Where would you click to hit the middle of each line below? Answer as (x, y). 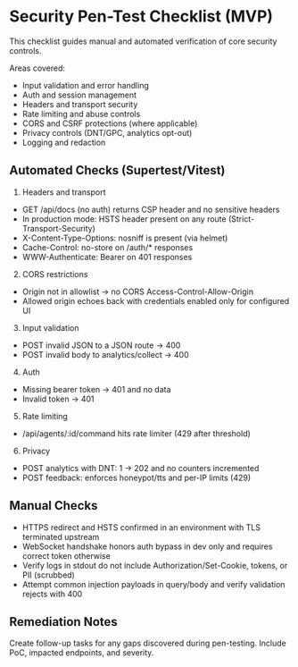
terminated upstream (61, 536)
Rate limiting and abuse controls (81, 114)
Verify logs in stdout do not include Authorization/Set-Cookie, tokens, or (155, 565)
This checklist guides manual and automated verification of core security (143, 41)
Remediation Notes (63, 622)
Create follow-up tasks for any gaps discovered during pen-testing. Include (148, 643)
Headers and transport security (80, 104)
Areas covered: (37, 68)
